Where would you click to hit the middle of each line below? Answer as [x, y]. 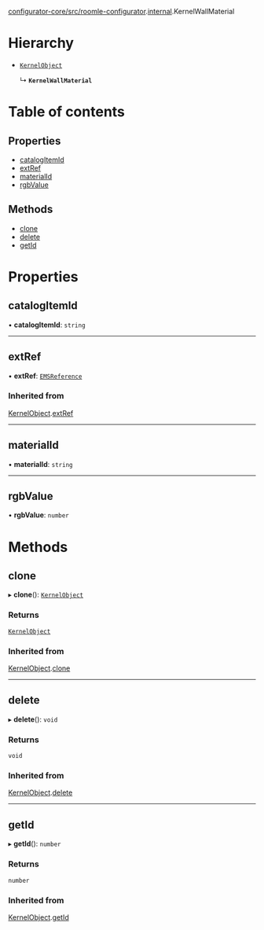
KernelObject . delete [40, 792]
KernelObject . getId [38, 917]
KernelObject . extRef [41, 413]
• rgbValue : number [38, 515]
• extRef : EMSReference [45, 376]
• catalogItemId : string [47, 325]
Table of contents [67, 112]
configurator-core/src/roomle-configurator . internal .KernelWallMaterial [121, 11]
